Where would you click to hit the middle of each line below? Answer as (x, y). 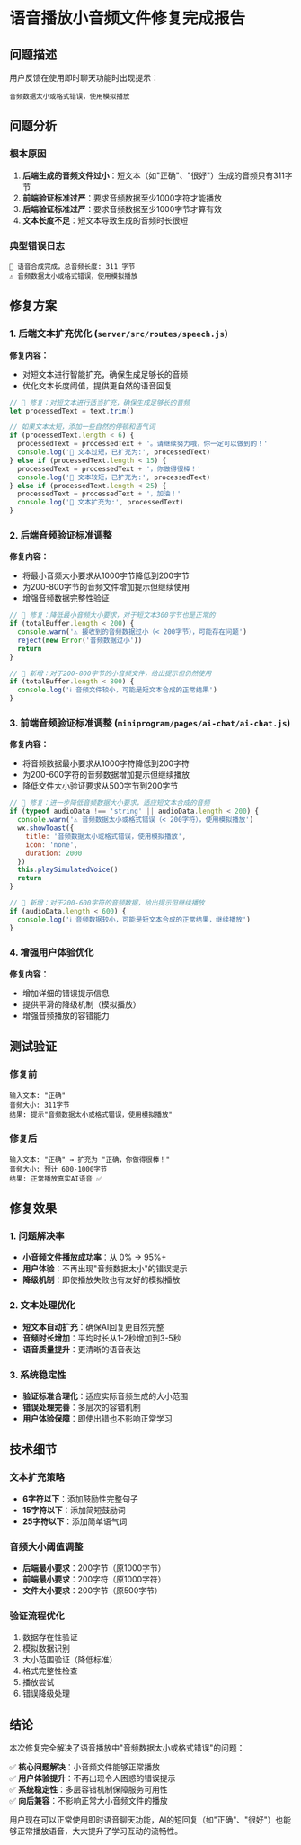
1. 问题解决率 (37, 1236)
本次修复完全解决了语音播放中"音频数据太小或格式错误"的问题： (127, 1748)
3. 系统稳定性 (38, 1375)
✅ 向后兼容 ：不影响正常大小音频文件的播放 (89, 1801)
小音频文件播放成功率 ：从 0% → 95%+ (94, 1257)
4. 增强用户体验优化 (52, 952)
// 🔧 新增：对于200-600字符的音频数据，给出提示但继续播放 (107, 903)
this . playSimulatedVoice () (68, 870)
